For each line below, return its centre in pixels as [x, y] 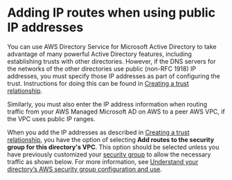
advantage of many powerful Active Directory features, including [100, 54]
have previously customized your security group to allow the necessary [109, 154]
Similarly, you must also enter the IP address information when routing [107, 104]
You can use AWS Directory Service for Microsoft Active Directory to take [112, 46]
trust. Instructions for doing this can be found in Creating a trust [98, 83]
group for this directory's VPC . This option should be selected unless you [113, 147]
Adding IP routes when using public [111, 13]
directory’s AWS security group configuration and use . [85, 169]
